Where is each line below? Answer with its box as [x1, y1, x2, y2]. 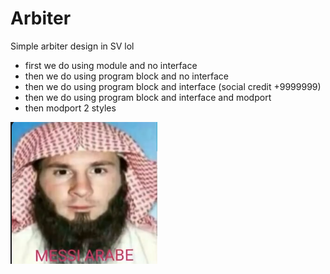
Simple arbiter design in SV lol [10, 40, 135, 52]
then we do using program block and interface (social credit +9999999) [24, 80, 322, 92]
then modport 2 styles [24, 102, 117, 114]
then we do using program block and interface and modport [24, 91, 272, 103]
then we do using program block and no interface [24, 70, 229, 82]
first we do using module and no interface [24, 59, 198, 71]
